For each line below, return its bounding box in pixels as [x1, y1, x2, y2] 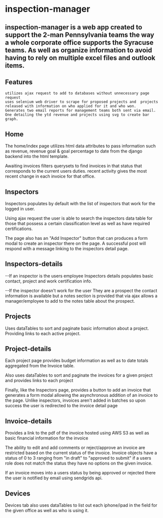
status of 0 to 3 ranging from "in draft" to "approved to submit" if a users [5, 455, 151, 461]
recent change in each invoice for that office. [5, 173, 96, 180]
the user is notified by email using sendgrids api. [5, 475, 103, 481]
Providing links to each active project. [5, 330, 81, 337]
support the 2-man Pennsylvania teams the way [5, 30, 155, 39]
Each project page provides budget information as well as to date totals [5, 358, 148, 363]
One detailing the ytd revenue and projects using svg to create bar [5, 112, 150, 117]
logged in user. [5, 206, 35, 212]
